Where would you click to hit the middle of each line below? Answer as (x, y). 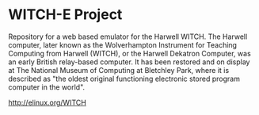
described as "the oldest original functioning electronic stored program (124, 79)
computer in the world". (47, 87)
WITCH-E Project (65, 15)
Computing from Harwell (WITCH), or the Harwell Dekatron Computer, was (129, 53)
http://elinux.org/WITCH (48, 102)
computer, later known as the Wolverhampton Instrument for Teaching (123, 44)
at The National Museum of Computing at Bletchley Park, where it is (119, 70)
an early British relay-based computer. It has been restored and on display (129, 62)
